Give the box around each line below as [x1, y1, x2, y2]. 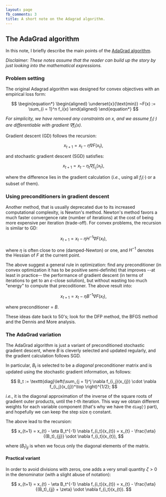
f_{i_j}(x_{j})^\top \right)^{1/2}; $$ [49, 383, 118, 389]
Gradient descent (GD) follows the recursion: [5, 133, 97, 139]
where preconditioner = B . [5, 304, 59, 310]
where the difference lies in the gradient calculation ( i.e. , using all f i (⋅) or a [5, 174, 156, 181]
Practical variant [5, 455, 41, 461]
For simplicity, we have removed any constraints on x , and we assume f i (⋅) [5, 115, 158, 123]
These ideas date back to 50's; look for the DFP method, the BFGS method [5, 313, 158, 319]
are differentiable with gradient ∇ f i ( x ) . [5, 122, 83, 129]
